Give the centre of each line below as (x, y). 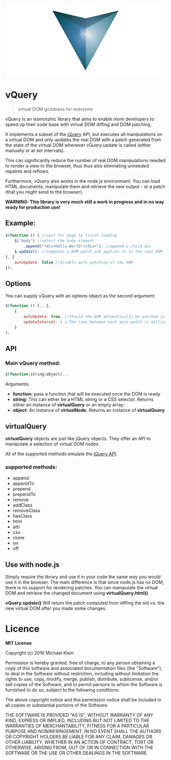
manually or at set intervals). (35, 150)
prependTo (24, 494)
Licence (22, 629)
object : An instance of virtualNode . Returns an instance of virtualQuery (89, 410)
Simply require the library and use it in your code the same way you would (83, 577)
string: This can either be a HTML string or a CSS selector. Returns (83, 400)
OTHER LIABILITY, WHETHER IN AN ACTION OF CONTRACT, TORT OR (79, 742)
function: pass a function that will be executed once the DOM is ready (87, 394)
